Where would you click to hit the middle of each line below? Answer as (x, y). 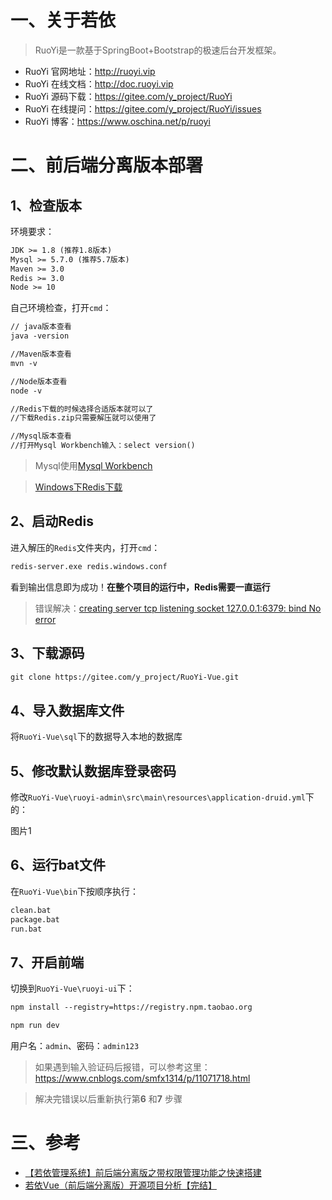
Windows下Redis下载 (78, 487)
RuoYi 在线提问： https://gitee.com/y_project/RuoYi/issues (143, 108)
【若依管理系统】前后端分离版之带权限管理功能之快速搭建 (143, 1172)
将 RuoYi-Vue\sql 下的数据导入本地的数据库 (96, 737)
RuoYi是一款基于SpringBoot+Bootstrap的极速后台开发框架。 (158, 50)
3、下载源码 (47, 653)
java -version (40, 336)
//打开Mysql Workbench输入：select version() (103, 446)
